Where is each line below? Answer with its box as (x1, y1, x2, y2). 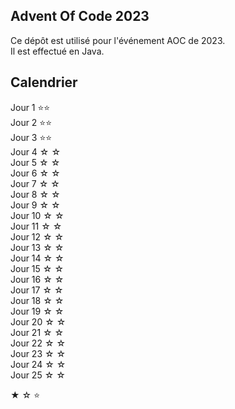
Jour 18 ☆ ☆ (10, 294, 65, 306)
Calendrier (10, 74, 78, 91)
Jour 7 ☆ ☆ (10, 177, 60, 189)
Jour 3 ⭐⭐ (10, 131, 53, 143)
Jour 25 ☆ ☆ (10, 369, 66, 381)
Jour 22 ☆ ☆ (10, 337, 67, 349)
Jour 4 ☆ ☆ (10, 145, 62, 158)
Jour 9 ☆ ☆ (10, 199, 61, 211)
